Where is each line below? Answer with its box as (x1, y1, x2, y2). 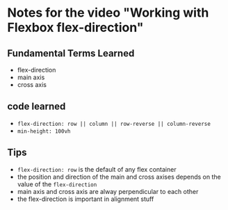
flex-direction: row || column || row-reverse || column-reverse (17, 120, 211, 127)
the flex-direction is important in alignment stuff (17, 195, 154, 203)
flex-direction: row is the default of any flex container (17, 165, 177, 173)
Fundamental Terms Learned (7, 47, 135, 59)
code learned (7, 101, 66, 113)
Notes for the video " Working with (7, 5, 209, 21)
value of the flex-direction (17, 179, 97, 188)
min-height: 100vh (17, 127, 71, 135)
